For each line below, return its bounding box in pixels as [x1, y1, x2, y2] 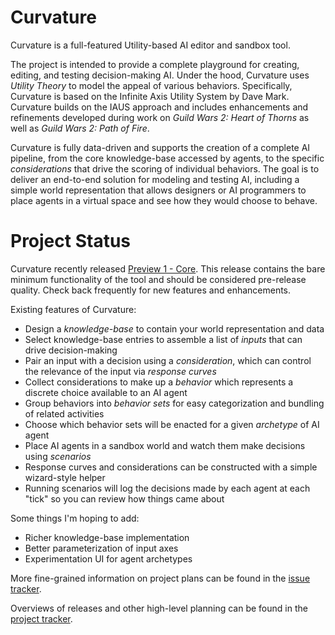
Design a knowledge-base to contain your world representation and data [24, 322, 325, 335]
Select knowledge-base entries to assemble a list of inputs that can [24, 333, 303, 345]
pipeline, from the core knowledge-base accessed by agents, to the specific [10, 152, 325, 164]
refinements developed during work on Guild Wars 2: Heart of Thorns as [10, 111, 310, 123]
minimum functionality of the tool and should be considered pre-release [10, 273, 307, 285]
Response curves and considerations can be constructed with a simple [24, 461, 318, 473]
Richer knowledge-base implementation [24, 531, 190, 543]
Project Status [10, 230, 132, 253]
